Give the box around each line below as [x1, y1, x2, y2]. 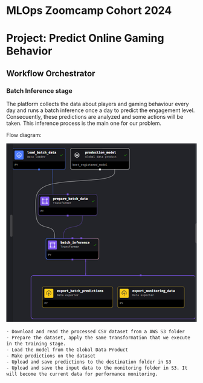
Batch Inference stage [6, 86, 72, 95]
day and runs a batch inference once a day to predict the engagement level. [6, 107, 195, 114]
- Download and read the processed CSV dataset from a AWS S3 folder [6, 328, 185, 335]
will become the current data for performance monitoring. [6, 371, 158, 377]
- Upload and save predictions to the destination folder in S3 [6, 359, 172, 365]
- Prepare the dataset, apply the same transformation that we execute [6, 335, 190, 341]
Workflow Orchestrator [6, 68, 95, 79]
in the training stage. [6, 341, 66, 347]
